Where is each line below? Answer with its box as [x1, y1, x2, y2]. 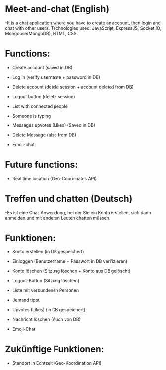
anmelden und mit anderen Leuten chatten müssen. [5, 215, 111, 221]
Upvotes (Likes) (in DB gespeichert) [12, 306, 86, 312]
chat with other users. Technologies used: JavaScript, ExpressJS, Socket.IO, [5, 25, 162, 31]
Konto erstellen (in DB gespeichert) [12, 248, 84, 254]
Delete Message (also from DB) [12, 132, 77, 138]
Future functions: [5, 159, 78, 170]
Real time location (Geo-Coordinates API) [12, 175, 97, 181]
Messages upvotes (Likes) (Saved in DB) [12, 122, 96, 128]
